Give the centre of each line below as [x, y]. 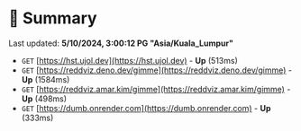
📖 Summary [53, 18]
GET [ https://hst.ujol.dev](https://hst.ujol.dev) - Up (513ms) [129, 60]
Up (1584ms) [46, 79]
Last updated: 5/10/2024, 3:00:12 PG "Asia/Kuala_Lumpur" [121, 43]
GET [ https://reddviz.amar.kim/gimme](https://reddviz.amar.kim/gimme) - [156, 89]
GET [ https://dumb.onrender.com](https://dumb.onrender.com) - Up [146, 108]
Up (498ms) [44, 99]
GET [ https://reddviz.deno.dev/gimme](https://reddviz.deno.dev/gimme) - [157, 70]
